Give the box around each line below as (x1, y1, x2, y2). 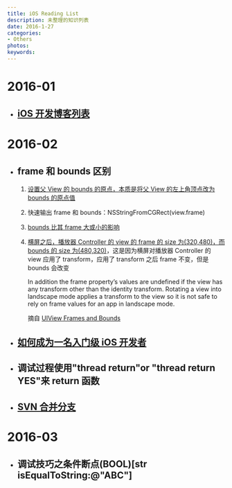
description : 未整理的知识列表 (7, 17, 89, 24)
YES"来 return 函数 (17, 375, 100, 387)
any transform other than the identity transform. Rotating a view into (27, 285, 222, 293)
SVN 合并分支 (17, 401, 76, 412)
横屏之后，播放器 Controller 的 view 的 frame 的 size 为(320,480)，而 (27, 238, 225, 246)
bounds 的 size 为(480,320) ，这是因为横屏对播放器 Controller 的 (27, 247, 211, 255)
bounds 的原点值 (27, 193, 76, 202)
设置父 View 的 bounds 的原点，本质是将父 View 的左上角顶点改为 (27, 185, 215, 193)
